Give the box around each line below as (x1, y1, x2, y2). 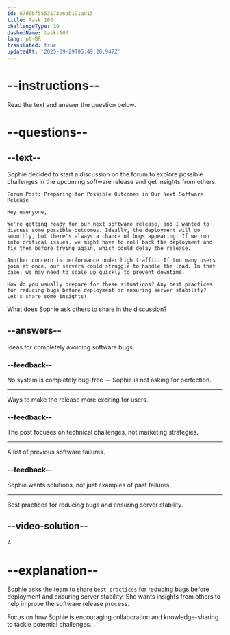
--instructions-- (7, 78, 101, 93)
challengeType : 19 (7, 23, 60, 30)
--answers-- (7, 325, 62, 336)
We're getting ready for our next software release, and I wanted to (7, 220, 210, 227)
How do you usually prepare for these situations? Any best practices (7, 281, 213, 288)
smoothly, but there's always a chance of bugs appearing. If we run (7, 233, 210, 240)
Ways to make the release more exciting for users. (7, 395, 149, 404)
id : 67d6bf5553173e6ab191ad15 (7, 10, 94, 17)
